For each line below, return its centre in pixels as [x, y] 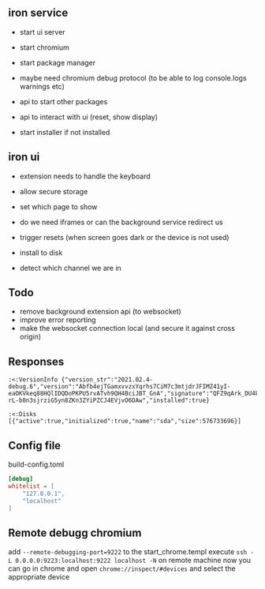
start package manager [58, 62]
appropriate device [39, 577]
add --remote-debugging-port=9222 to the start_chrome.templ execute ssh [128, 552]
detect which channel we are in [71, 268]
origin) [30, 337]
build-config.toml [36, 464]
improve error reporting [58, 320]
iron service [38, 13]
